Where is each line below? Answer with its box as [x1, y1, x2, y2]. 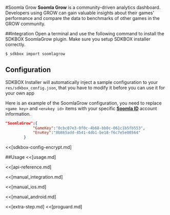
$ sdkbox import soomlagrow [5, 51, 66, 56]
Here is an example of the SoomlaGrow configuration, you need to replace [5, 100, 162, 106]
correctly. [5, 41, 26, 48]
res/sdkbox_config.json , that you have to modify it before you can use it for [5, 84, 165, 91]
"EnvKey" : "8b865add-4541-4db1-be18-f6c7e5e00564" [32, 130, 141, 135]
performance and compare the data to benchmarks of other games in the [5, 15, 160, 21]
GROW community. [5, 20, 46, 27]
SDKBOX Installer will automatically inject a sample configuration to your [5, 79, 158, 85]
